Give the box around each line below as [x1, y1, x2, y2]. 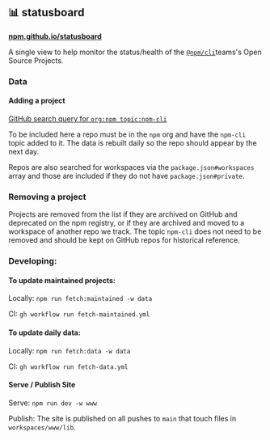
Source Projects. [8, 55, 64, 66]
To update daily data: [8, 328, 81, 337]
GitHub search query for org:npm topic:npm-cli [8, 113, 167, 123]
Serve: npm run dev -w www [8, 398, 98, 408]
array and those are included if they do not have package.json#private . [8, 171, 245, 180]
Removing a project [8, 191, 86, 202]
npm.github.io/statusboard [8, 31, 103, 41]
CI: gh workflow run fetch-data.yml [8, 362, 129, 371]
